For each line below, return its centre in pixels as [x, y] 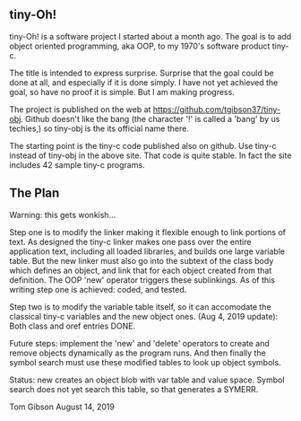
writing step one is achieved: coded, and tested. [98, 289]
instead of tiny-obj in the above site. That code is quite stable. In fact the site [150, 155]
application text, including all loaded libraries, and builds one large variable [147, 251]
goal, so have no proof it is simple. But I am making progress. [122, 92]
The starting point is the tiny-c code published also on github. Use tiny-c [143, 145]
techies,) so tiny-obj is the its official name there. [99, 128]
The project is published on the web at [80, 109]
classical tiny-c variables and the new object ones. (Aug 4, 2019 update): [144, 316]
